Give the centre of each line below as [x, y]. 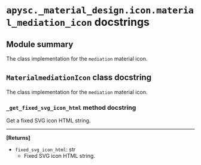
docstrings [122, 22]
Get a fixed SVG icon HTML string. [48, 121]
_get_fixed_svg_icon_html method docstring [71, 107]
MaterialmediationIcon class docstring [79, 78]
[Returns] [19, 138]
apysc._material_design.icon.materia [100, 10]
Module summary [40, 44]
